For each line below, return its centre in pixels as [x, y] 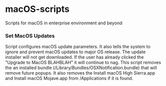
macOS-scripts [37, 9]
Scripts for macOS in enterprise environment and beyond [64, 23]
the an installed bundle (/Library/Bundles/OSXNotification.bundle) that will [81, 68]
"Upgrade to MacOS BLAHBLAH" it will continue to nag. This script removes [83, 63]
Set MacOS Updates [30, 36]
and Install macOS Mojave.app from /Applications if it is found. [69, 79]
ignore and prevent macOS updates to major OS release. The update [76, 52]
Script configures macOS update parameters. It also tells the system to [78, 47]
